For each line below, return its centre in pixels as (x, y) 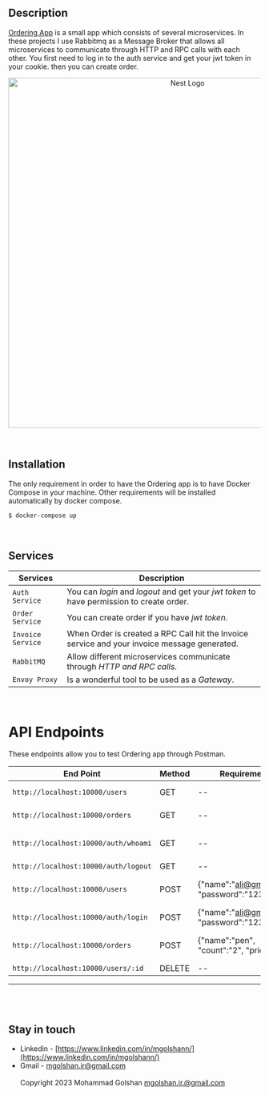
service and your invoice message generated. (153, 644)
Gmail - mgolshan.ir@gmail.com (73, 1066)
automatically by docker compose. (65, 500)
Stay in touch (42, 1029)
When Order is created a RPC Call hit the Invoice (158, 634)
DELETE (175, 969)
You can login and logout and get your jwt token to (161, 592)
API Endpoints (56, 732)
